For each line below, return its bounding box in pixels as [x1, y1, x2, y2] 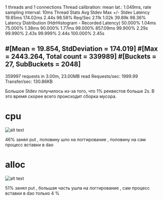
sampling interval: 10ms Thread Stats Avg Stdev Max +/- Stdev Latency [5, 9, 150, 15]
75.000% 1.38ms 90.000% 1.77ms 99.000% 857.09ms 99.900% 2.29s [5, 25, 148, 31]
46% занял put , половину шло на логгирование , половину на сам [5, 136, 146, 142]
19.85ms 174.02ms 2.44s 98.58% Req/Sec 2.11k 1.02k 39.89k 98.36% [5, 15, 146, 20]
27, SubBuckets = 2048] [5, 60, 81, 69]
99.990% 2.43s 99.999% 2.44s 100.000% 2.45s [5, 31, 105, 36]
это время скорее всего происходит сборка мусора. [5, 93, 117, 99]
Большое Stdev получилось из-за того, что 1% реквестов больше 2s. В [5, 88, 155, 94]
